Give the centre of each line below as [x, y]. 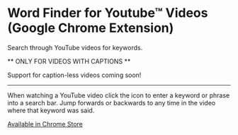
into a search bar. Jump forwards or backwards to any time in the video [112, 102]
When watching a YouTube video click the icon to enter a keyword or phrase [119, 95]
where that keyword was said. [51, 110]
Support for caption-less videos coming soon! [74, 75]
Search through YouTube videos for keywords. [75, 47]
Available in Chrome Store [45, 124]
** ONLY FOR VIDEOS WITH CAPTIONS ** [69, 61]
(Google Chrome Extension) [91, 28]
